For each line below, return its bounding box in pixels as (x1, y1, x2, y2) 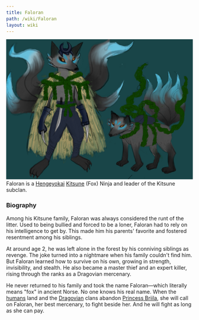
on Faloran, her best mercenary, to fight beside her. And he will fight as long (6, 300, 192, 308)
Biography (6, 201, 37, 210)
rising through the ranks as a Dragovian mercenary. (6, 270, 131, 277)
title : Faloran (6, 9, 44, 15)
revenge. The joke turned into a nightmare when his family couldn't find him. (6, 251, 192, 258)
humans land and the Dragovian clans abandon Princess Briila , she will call (6, 294, 188, 302)
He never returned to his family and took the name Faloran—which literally (6, 281, 188, 289)
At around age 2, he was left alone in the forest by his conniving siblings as (6, 245, 190, 252)
